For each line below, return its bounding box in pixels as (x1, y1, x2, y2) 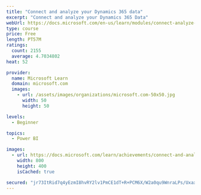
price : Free (6, 31, 36, 37)
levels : (6, 114, 26, 120)
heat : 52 (6, 59, 28, 65)
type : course (6, 25, 39, 32)
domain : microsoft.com (11, 81, 68, 87)
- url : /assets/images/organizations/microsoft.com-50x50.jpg (17, 92, 175, 98)
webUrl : (6, 20, 26, 26)
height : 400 (17, 163, 47, 169)
